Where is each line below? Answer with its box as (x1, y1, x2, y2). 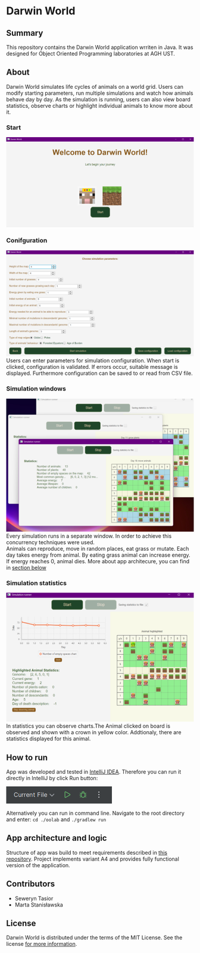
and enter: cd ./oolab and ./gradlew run (6, 816, 107, 823)
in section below (6, 564, 46, 571)
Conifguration (6, 237, 48, 245)
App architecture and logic (6, 833, 107, 843)
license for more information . (6, 940, 77, 948)
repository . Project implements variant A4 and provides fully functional (6, 855, 180, 862)
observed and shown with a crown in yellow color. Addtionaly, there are (6, 729, 182, 736)
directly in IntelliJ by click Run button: (6, 775, 98, 782)
